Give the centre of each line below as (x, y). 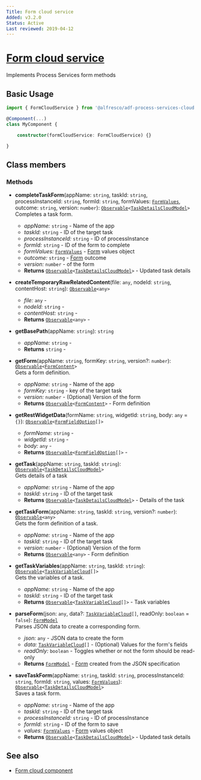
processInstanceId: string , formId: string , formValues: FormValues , (98, 202)
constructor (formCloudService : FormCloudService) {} (84, 135)
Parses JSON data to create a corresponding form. (78, 627)
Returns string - (45, 349)
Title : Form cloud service (40, 12)
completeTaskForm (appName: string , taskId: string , (81, 195)
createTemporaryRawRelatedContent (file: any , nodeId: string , (93, 282)
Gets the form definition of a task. (56, 524)
